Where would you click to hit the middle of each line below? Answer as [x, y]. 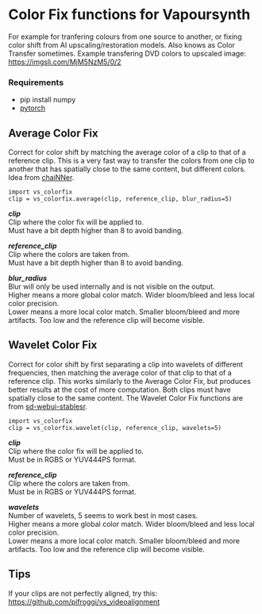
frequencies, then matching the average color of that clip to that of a [120, 372]
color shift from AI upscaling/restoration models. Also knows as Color [122, 44]
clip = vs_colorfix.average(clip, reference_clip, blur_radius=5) [120, 199]
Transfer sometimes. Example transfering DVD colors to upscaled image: [127, 53]
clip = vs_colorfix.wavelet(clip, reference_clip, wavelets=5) [115, 428]
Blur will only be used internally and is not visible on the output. [112, 286]
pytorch [33, 108]
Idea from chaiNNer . [41, 178]
